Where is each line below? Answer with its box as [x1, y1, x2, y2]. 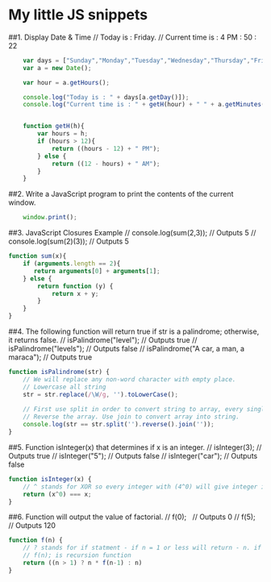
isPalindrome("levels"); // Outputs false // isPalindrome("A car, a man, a [8, 344, 244, 354]
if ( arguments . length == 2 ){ [23, 260, 121, 268]
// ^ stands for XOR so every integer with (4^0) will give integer [23, 482, 258, 491]
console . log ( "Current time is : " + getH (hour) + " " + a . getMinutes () [23, 101, 269, 109]
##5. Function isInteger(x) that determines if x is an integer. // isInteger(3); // [8, 442, 262, 452]
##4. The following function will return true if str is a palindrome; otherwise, [8, 326, 260, 336]
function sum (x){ [8, 252, 67, 260]
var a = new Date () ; [23, 64, 92, 72]
